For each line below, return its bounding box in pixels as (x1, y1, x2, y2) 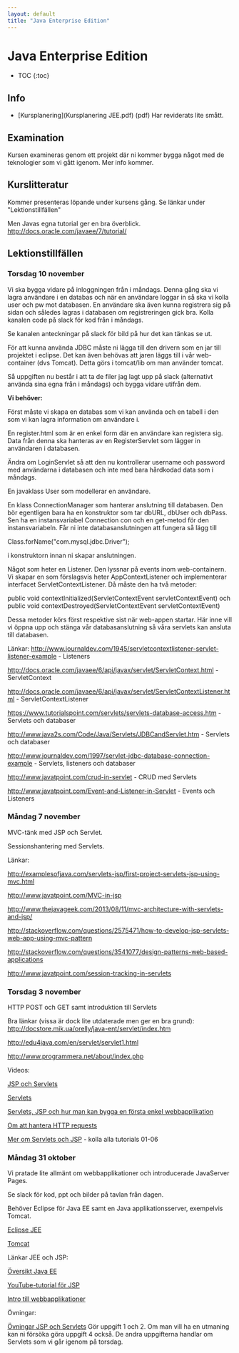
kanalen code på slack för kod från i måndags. (7, 315, 144, 324)
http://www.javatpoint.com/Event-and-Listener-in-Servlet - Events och (7, 786, 215, 795)
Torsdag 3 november (7, 986, 81, 996)
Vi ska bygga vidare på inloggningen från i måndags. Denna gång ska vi (7, 285, 219, 293)
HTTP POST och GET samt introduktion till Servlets (7, 1003, 157, 1012)
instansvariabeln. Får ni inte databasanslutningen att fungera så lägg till (7, 523, 218, 532)
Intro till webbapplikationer (7, 1294, 86, 1303)
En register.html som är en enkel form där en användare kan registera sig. (7, 429, 223, 437)
